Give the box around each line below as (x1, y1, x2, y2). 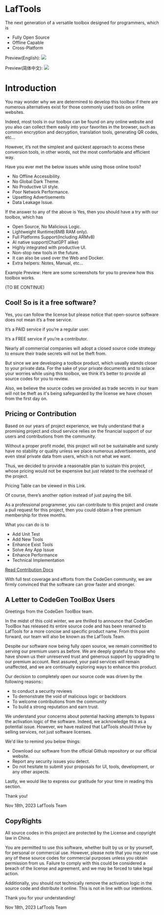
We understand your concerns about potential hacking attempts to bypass (5, 713, 155, 719)
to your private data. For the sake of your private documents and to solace (5, 365, 155, 371)
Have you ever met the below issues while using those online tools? (5, 163, 141, 170)
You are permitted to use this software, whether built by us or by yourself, (5, 845, 154, 851)
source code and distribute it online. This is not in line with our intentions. (5, 886, 153, 891)
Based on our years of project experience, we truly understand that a (5, 423, 144, 429)
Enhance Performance (12, 552, 58, 558)
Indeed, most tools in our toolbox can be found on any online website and (5, 119, 153, 125)
